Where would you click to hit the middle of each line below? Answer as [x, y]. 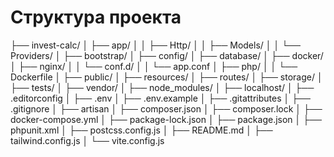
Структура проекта [96, 17]
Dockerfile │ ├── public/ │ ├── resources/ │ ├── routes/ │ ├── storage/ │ [166, 77]
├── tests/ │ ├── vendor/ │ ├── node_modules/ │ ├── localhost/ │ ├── [162, 87]
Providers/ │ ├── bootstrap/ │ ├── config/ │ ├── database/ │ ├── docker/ [167, 55]
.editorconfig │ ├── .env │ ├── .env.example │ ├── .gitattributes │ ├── [160, 98]
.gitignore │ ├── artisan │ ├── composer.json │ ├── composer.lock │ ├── [166, 108]
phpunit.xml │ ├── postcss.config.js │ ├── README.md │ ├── [141, 130]
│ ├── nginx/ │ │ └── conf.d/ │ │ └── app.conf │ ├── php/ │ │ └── [154, 66]
